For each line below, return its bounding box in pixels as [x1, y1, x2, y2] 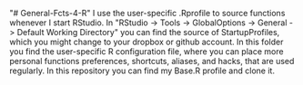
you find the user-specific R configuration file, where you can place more [9, 46, 284, 57]
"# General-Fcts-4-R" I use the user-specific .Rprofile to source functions [9, 8, 286, 18]
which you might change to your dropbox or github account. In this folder [9, 36, 284, 47]
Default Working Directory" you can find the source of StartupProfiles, [16, 27, 280, 37]
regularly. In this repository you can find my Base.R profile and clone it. [9, 65, 276, 76]
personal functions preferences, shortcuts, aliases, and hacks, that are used [9, 56, 295, 66]
